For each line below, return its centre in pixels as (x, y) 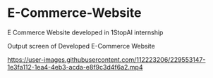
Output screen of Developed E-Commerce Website (81, 46)
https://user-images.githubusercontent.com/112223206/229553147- (107, 59)
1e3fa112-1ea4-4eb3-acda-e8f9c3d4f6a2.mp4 (75, 67)
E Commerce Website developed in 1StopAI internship (85, 32)
